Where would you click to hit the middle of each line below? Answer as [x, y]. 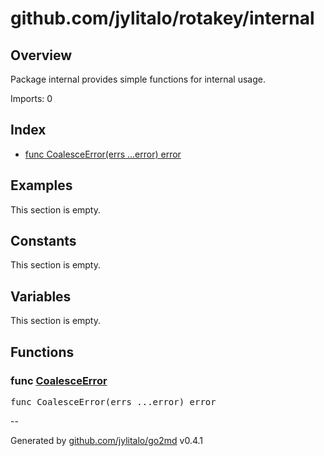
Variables [41, 296]
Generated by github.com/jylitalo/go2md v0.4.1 [107, 440]
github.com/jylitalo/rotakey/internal [162, 18]
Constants [43, 241]
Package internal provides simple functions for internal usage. [138, 79]
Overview [41, 55]
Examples [41, 185]
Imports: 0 [31, 98]
